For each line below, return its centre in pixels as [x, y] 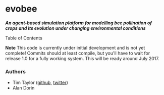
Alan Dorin [23, 88]
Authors [16, 71]
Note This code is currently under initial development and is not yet [75, 47]
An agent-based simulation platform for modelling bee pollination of [79, 23]
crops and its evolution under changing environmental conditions [75, 28]
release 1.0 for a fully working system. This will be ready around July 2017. [83, 58]
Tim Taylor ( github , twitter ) [40, 83]
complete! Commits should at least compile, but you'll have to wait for [78, 53]
